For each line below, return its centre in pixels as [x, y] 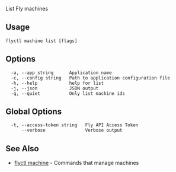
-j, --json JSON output [55, 88]
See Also [22, 149]
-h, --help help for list [57, 83]
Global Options [34, 112]
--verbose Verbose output [72, 130]
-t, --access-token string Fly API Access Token [75, 125]
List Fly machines [27, 9]
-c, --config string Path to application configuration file [90, 78]
